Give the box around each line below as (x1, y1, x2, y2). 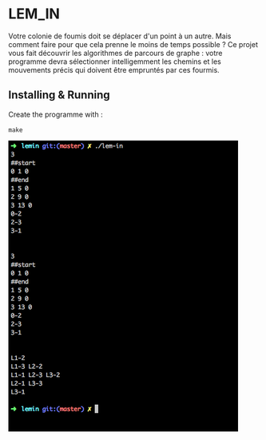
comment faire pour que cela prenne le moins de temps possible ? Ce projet (8, 39, 258, 49)
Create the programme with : (8, 109, 103, 119)
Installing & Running (8, 89, 110, 102)
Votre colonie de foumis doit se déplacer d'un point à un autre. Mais (8, 31, 232, 41)
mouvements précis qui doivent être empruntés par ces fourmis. (8, 65, 220, 74)
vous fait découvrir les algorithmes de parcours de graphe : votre (8, 48, 223, 57)
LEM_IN (8, 5, 60, 23)
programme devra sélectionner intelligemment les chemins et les (8, 57, 221, 66)
